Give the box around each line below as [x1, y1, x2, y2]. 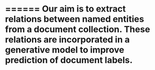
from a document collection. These [5, 24, 151, 35]
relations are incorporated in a [5, 34, 130, 45]
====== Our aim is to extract [5, 3, 126, 14]
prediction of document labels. [5, 55, 133, 66]
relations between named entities [5, 14, 144, 25]
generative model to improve [5, 44, 125, 56]
